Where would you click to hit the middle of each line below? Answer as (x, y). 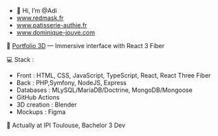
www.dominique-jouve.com (56, 32)
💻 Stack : (20, 59)
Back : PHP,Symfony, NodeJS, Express (71, 83)
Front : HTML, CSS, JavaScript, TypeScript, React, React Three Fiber (113, 75)
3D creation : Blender (46, 104)
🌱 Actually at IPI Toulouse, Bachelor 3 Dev (66, 125)
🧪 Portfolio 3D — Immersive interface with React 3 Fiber (86, 46)
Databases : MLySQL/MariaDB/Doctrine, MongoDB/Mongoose (105, 90)
